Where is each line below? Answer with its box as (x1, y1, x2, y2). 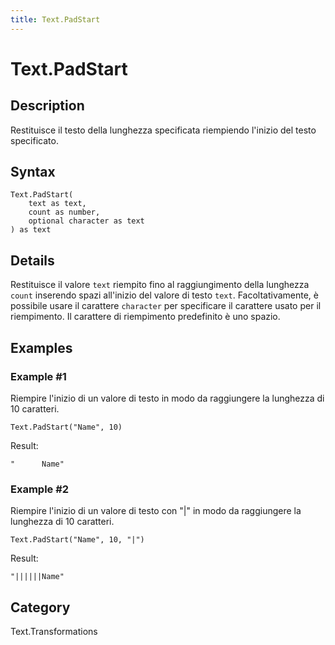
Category (10, 599, 71, 616)
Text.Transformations (10, 626, 98, 638)
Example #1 (10, 369, 67, 383)
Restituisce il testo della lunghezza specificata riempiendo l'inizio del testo (10, 124, 317, 136)
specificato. (10, 134, 59, 146)
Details (10, 252, 55, 269)
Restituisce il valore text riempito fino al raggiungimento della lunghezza (10, 279, 310, 291)
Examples (10, 339, 73, 356)
